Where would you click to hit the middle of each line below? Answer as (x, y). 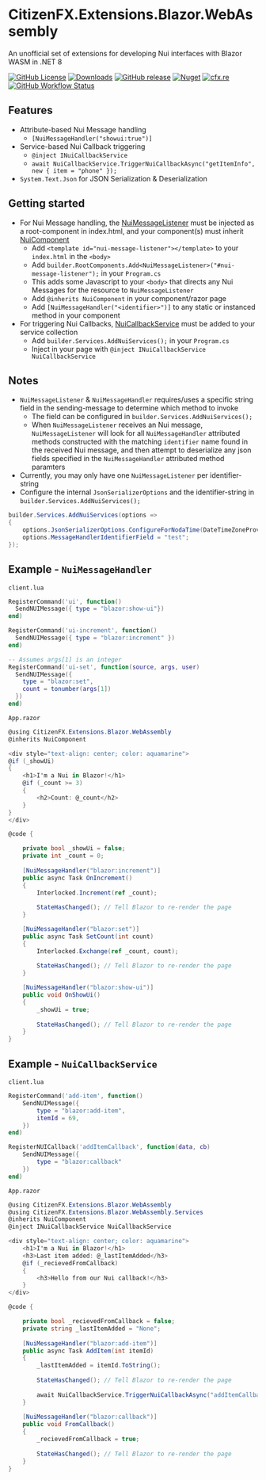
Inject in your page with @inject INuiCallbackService (118, 349)
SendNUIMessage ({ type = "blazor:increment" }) (95, 638)
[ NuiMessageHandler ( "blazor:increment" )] (91, 870)
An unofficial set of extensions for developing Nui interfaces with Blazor (125, 53)
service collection (49, 332)
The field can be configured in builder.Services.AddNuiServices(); (142, 417)
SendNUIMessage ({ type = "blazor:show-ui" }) (90, 609)
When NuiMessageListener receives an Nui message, (117, 425)
